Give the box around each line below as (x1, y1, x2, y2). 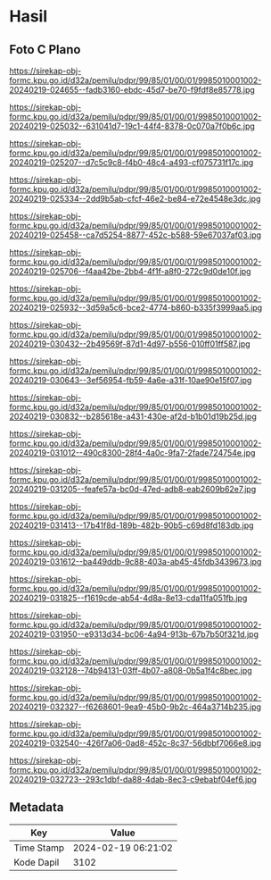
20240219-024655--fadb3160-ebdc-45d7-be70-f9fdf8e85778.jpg (9, 85, 256, 95)
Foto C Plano (9, 42, 81, 57)
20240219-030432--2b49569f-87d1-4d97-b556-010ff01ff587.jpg (9, 339, 251, 349)
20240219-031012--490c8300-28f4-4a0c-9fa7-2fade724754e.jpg (9, 448, 256, 457)
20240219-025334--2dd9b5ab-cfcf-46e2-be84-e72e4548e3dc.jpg (9, 194, 261, 204)
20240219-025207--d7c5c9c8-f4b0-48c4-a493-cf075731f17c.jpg (9, 157, 254, 167)
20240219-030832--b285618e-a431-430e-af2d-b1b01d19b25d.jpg (9, 411, 257, 422)
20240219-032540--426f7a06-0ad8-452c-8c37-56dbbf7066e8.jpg (9, 738, 261, 748)
